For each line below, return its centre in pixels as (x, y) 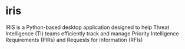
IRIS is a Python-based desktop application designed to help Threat (87, 27)
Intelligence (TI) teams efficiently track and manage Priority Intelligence (92, 33)
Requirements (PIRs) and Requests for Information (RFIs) (74, 40)
